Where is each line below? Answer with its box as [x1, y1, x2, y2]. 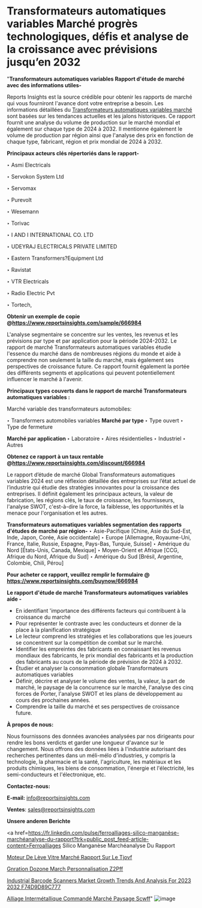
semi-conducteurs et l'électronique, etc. [7, 771, 106, 778]
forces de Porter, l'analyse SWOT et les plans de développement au [15, 690, 183, 697]
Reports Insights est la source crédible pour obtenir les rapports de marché [7, 93, 192, 100]
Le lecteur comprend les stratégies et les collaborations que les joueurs [15, 633, 192, 640]
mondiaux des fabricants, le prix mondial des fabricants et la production [15, 651, 194, 659]
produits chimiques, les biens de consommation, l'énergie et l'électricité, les [7, 764, 194, 771]
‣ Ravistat [7, 266, 32, 273]
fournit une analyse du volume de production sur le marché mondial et [7, 118, 180, 126]
